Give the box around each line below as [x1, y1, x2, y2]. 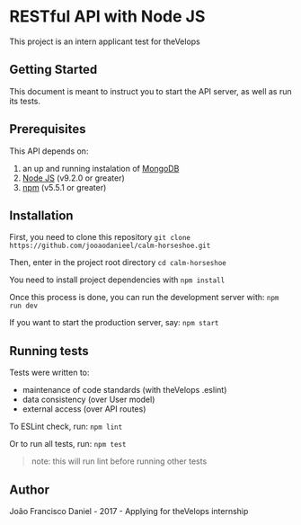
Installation [9, 208, 74, 223]
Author [9, 482, 49, 497]
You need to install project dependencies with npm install [9, 274, 226, 285]
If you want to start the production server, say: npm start [9, 317, 219, 328]
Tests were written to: [9, 367, 90, 378]
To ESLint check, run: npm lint [9, 421, 123, 432]
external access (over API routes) [22, 404, 146, 414]
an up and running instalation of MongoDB [22, 163, 180, 174]
